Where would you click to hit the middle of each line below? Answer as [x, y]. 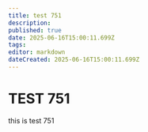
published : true [35, 30]
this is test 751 [31, 120]
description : [30, 23]
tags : [17, 45]
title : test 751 [35, 15]
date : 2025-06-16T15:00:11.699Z [61, 38]
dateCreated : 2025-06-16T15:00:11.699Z [74, 60]
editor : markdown [37, 52]
